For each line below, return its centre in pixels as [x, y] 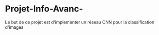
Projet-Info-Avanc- [44, 9]
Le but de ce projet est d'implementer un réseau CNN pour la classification [80, 22]
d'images [14, 27]
